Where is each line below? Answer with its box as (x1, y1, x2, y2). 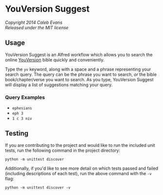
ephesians (12, 106, 33, 111)
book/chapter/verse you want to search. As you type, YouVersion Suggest (5, 76, 154, 82)
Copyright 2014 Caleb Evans (5, 19, 63, 25)
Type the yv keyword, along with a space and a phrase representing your (5, 66, 151, 72)
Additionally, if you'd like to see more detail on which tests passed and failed (5, 165, 159, 171)
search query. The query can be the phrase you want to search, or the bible (5, 71, 157, 77)
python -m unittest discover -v (5, 185, 71, 190)
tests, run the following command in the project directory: (5, 147, 120, 153)
